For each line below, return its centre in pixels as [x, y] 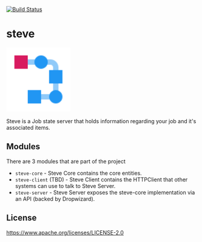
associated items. [28, 127]
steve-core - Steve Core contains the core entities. [79, 173]
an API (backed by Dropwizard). [55, 199]
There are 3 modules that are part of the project [66, 161]
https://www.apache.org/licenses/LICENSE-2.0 [65, 232]
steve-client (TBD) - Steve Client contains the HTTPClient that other [101, 180]
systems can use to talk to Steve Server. [65, 186]
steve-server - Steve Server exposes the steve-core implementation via [105, 192]
